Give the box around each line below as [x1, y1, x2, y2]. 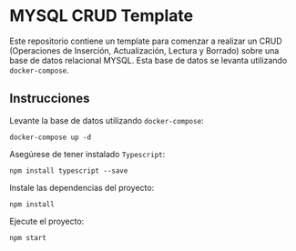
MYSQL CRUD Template [9, 5, 194, 26]
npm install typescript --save [9, 166, 128, 176]
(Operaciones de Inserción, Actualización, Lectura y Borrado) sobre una [9, 45, 280, 55]
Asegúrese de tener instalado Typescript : [9, 148, 166, 159]
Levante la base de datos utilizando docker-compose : [9, 115, 204, 125]
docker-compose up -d [9, 133, 92, 142]
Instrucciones [9, 91, 90, 106]
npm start [9, 233, 47, 242]
